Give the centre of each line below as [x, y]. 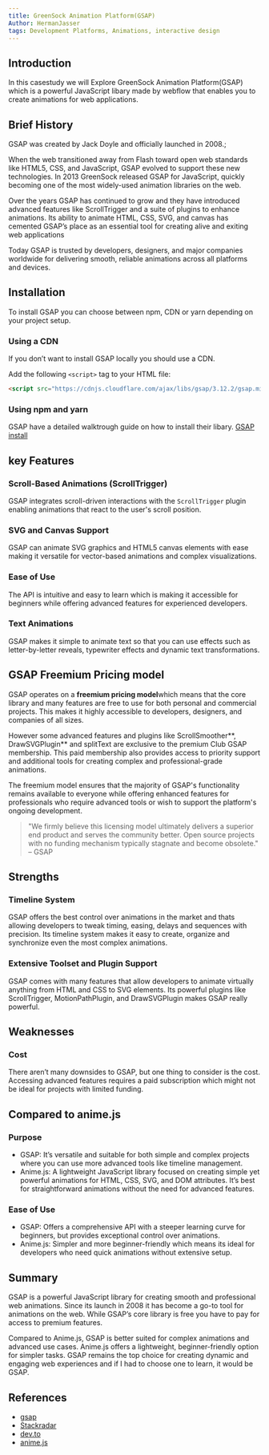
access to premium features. [55, 1323]
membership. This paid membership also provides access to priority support [134, 752]
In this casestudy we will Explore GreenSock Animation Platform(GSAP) [126, 83]
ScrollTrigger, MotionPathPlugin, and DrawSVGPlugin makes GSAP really [128, 998]
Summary [33, 1277]
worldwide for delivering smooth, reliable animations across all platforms [128, 259]
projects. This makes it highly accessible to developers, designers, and [125, 711]
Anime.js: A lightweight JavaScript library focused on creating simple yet [140, 1172]
